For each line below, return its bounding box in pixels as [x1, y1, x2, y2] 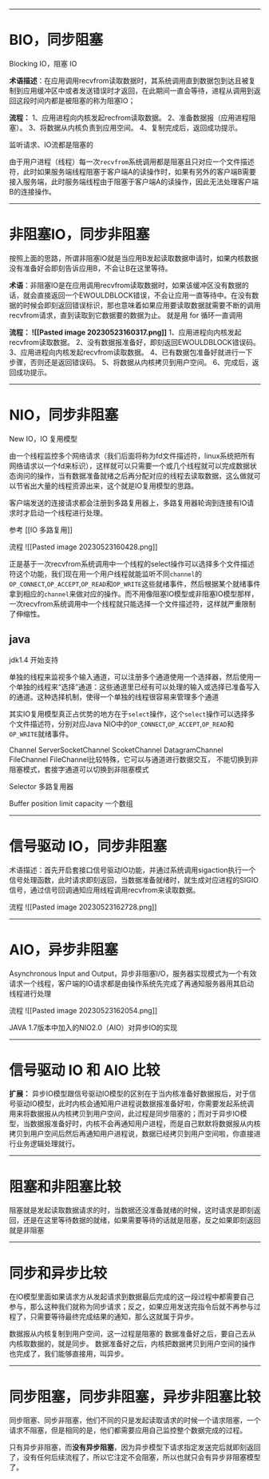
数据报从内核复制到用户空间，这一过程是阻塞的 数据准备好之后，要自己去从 [9, 1329, 256, 1339]
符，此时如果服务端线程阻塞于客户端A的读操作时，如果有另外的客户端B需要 [9, 166, 256, 176]
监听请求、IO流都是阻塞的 [9, 139, 94, 149]
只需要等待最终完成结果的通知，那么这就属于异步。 [30, 1312, 198, 1321]
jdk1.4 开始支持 [9, 655, 59, 664]
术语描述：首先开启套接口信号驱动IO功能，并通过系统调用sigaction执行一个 [9, 865, 256, 875]
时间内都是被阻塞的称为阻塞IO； [30, 95, 136, 105]
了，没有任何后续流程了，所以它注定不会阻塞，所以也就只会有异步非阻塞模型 [9, 1453, 261, 1462]
